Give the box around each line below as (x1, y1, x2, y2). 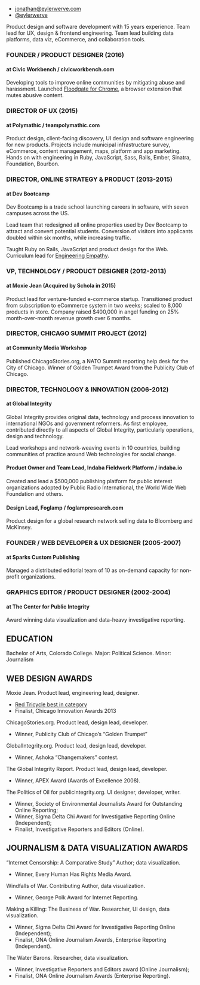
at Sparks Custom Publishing (6, 553, 80, 561)
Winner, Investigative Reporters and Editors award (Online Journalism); (14, 965, 190, 973)
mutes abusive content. (6, 92, 64, 99)
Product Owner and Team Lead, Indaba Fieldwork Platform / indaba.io (6, 464, 183, 471)
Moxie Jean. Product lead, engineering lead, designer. (6, 689, 139, 697)
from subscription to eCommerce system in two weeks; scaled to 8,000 (6, 302, 182, 309)
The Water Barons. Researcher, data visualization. (6, 954, 129, 961)
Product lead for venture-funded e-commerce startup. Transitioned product (6, 295, 193, 302)
